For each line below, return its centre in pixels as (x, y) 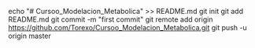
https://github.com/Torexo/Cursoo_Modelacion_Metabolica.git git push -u (128, 27)
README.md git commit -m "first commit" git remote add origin (111, 19)
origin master (30, 36)
